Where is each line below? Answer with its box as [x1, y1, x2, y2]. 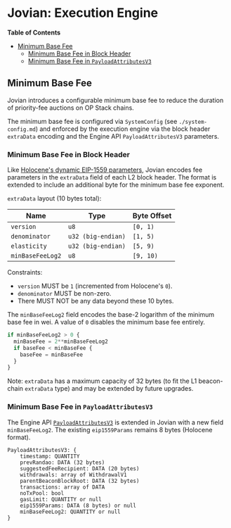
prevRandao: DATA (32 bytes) [20, 459, 105, 466]
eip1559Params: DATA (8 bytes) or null [20, 502, 137, 509]
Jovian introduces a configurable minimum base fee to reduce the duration [7, 96, 224, 104]
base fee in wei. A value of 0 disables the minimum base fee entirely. [7, 318, 206, 327]
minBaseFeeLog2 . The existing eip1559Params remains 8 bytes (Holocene [7, 425, 213, 434]
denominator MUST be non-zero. [17, 289, 112, 298]
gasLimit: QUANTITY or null [20, 496, 102, 503]
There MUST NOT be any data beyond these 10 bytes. [17, 297, 174, 306]
